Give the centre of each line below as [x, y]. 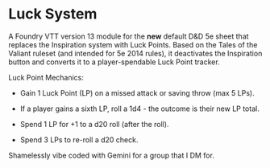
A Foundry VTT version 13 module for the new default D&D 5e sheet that [129, 36]
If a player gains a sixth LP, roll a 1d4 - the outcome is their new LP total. [139, 109]
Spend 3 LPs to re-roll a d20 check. [79, 139]
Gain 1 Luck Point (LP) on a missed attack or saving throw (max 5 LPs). [137, 92]
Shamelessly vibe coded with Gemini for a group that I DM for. [112, 155]
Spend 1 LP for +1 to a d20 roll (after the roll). [94, 124]
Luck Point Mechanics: [46, 77]
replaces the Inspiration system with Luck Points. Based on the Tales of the [133, 44]
